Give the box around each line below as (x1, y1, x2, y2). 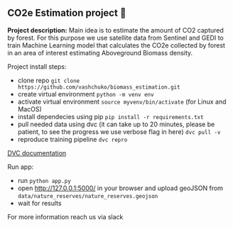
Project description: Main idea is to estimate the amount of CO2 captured (7, 26, 224, 34)
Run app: (7, 162, 34, 171)
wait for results (17, 199, 62, 207)
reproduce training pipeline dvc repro (17, 135, 128, 143)
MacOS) (17, 104, 43, 113)
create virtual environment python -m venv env (17, 89, 154, 98)
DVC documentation (7, 148, 67, 157)
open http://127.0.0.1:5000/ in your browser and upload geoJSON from (17, 184, 224, 192)
